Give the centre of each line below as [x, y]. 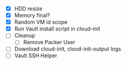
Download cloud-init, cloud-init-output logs [67, 49]
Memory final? [32, 16]
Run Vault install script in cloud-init [57, 29]
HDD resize [28, 9]
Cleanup [25, 36]
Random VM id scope [41, 22]
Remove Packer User [49, 42]
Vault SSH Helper [36, 55]
